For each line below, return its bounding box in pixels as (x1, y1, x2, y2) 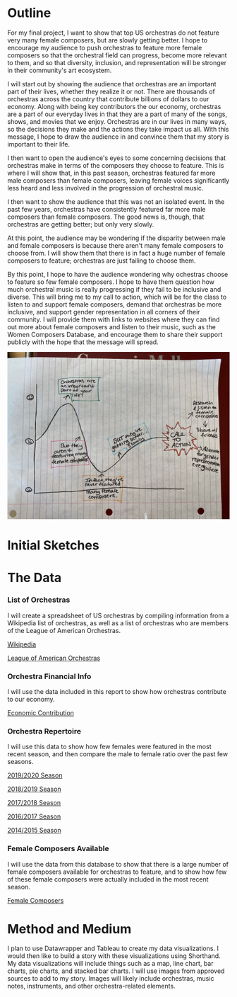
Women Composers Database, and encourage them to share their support (7, 330, 223, 338)
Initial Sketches (7, 537, 100, 554)
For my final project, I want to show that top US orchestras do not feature (7, 28, 220, 37)
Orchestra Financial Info (7, 671, 92, 681)
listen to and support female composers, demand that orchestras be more (7, 300, 222, 309)
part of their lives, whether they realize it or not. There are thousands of (7, 87, 215, 96)
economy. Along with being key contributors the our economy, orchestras (7, 102, 221, 110)
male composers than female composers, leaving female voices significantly (7, 176, 230, 185)
